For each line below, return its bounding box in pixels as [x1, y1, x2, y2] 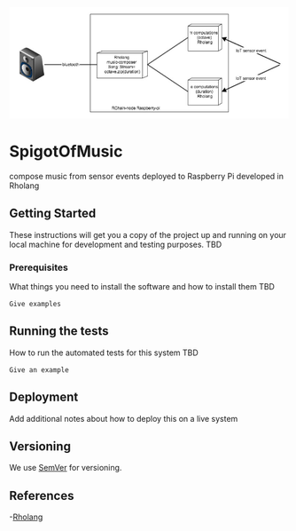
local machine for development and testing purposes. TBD [9, 239, 222, 250]
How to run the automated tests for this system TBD [9, 347, 199, 358]
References [9, 487, 74, 503]
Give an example [9, 365, 69, 375]
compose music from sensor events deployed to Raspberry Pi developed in [9, 170, 284, 181]
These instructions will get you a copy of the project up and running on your [9, 229, 286, 240]
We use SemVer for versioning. [9, 463, 122, 473]
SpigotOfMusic [9, 141, 123, 162]
